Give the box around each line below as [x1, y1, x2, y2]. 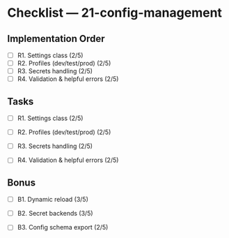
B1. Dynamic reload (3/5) [17, 195, 89, 204]
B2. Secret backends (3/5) [17, 209, 93, 218]
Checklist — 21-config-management [7, 5, 223, 21]
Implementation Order [7, 33, 106, 45]
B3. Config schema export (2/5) [17, 223, 109, 232]
